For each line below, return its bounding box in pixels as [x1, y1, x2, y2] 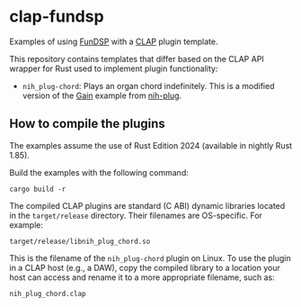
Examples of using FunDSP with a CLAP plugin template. [9, 36, 218, 47]
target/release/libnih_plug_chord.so [9, 237, 151, 246]
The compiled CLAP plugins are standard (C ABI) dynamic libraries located [9, 200, 286, 211]
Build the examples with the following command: [9, 167, 189, 177]
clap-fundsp [9, 6, 105, 27]
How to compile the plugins [9, 116, 166, 131]
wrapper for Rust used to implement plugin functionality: [9, 63, 218, 74]
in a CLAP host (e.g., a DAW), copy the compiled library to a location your [9, 262, 280, 273]
